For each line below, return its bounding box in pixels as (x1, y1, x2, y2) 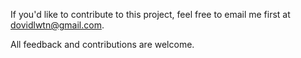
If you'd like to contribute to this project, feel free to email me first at (10, 9, 291, 20)
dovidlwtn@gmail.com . (10, 19, 105, 31)
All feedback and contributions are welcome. (10, 39, 195, 50)
